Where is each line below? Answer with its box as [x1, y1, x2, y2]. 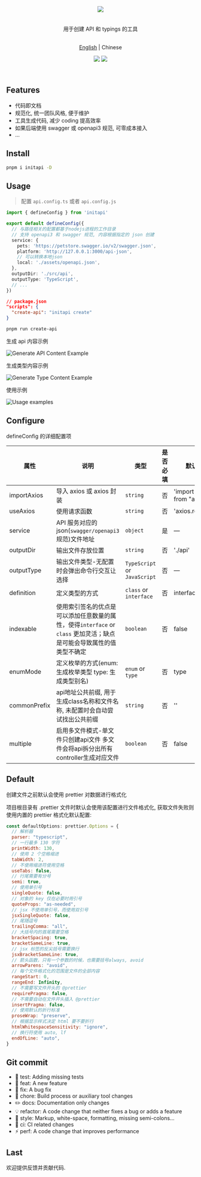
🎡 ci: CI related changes [14, 1121, 74, 1128]
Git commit [6, 1057, 48, 1068]
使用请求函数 [56, 507, 93, 515]
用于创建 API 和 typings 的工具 [63, 25, 138, 32]
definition [9, 588, 36, 597]
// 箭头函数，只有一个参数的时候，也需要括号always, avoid [11, 957, 144, 963]
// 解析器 [11, 829, 33, 835]
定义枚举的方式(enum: [56, 659, 118, 667]
